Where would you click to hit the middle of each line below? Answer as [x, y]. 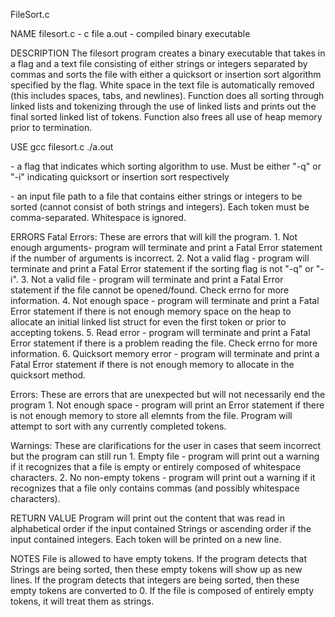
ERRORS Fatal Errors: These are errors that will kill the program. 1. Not [154, 237]
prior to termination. [51, 127]
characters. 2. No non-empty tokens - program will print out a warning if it [163, 477]
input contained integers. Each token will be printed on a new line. [146, 539]
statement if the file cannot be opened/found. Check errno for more [150, 290]
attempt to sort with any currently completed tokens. [118, 426]
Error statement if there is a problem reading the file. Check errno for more [164, 343]
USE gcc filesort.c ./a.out [62, 147]
